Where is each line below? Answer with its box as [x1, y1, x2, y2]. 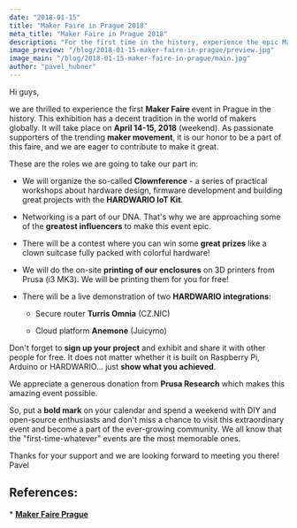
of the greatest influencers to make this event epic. [21, 220, 211, 231]
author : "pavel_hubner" [9, 63, 97, 72]
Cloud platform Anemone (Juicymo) [34, 325, 168, 336]
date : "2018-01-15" [9, 12, 81, 22]
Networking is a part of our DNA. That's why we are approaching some [21, 211, 281, 222]
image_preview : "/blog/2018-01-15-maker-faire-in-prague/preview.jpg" [9, 46, 275, 55]
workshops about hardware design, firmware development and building [21, 185, 283, 195]
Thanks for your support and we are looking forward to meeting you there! [9, 450, 280, 461]
